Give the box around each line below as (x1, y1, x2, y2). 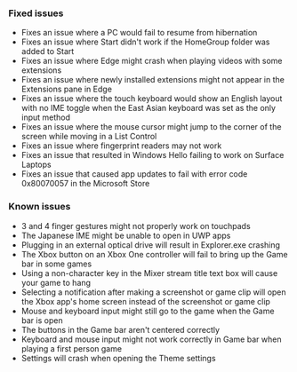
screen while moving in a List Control (20, 131, 157, 142)
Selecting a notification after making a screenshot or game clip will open (20, 287, 286, 297)
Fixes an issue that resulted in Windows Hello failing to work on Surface (20, 150, 285, 161)
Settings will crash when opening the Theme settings (20, 352, 216, 363)
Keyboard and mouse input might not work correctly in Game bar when (20, 334, 282, 344)
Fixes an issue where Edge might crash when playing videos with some (20, 56, 283, 67)
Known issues (8, 201, 71, 213)
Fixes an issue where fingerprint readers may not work (20, 140, 222, 151)
